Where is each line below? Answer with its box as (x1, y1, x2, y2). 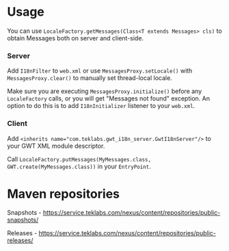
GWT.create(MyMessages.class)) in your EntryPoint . (7, 162, 152, 170)
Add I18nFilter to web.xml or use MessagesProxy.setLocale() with (7, 66, 193, 75)
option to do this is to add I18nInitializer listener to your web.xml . (7, 102, 196, 110)
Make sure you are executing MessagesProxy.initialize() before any (7, 87, 202, 96)
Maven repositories (7, 186, 120, 202)
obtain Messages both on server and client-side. (7, 34, 144, 42)
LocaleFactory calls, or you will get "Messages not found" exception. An (7, 94, 211, 103)
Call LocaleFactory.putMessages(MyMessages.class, (7, 155, 152, 163)
